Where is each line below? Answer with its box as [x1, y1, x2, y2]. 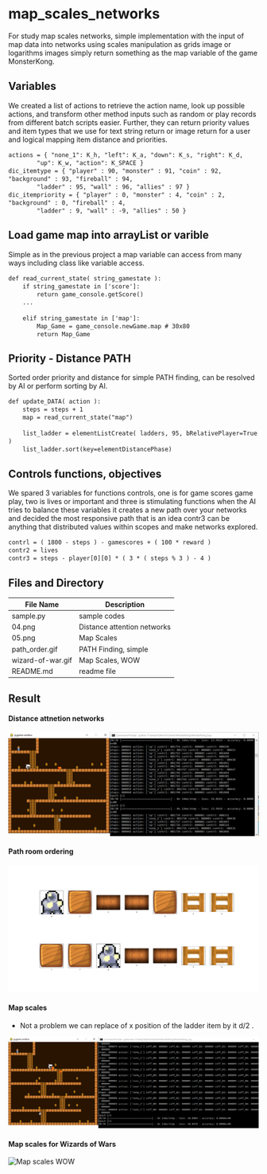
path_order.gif [11, 644, 58, 654]
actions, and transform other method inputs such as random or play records [8, 109, 257, 119]
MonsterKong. [8, 57, 55, 66]
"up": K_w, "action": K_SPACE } [37, 158, 145, 167]
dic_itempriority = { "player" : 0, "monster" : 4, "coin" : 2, [8, 190, 226, 199]
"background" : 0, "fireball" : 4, [8, 198, 126, 207]
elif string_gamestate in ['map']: [22, 314, 141, 323]
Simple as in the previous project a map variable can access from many [8, 249, 242, 259]
